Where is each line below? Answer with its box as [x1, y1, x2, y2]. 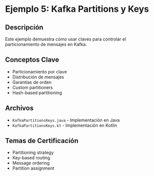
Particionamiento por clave [12, 69, 67, 74]
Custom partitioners [12, 84, 53, 90]
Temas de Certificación [5, 137, 79, 145]
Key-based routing [12, 155, 50, 161]
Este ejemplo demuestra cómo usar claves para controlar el [5, 36, 126, 42]
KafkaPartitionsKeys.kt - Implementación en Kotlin [12, 122, 117, 128]
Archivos [5, 104, 34, 112]
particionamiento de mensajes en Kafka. [5, 41, 87, 47]
